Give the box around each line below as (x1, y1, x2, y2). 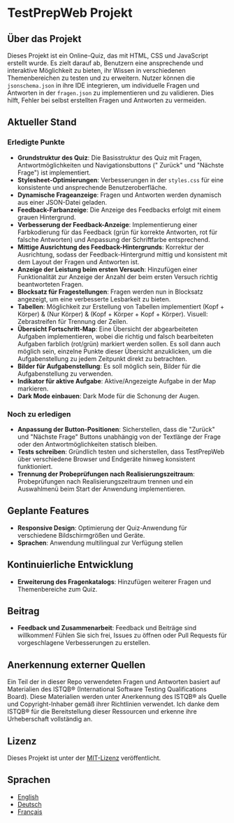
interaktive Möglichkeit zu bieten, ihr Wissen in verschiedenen (7, 67, 187, 74)
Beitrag (7, 605, 40, 617)
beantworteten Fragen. (17, 280, 84, 288)
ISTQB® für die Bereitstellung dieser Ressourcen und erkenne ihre (7, 707, 197, 716)
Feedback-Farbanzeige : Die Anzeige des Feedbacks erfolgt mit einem (17, 205, 221, 214)
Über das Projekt (7, 33, 82, 45)
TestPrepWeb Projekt (7, 5, 133, 21)
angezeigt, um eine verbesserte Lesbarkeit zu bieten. (17, 294, 171, 303)
